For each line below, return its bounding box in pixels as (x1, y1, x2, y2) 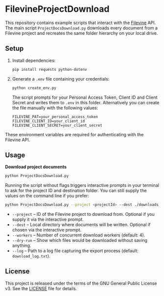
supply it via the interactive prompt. (12, 216, 84, 222)
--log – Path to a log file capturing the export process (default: (12, 248, 139, 254)
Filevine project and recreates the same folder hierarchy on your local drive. (5, 30, 158, 36)
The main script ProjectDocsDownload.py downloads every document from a (5, 25, 158, 30)
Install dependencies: (12, 58, 56, 63)
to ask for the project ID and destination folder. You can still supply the (5, 188, 147, 194)
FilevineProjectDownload (5, 3, 110, 15)
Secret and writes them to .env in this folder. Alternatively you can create (12, 99, 160, 105)
